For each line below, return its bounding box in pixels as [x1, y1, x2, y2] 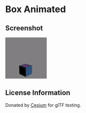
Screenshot [5, 24, 43, 32]
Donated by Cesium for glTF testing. [5, 102, 81, 108]
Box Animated [5, 4, 66, 15]
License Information [5, 89, 70, 97]
